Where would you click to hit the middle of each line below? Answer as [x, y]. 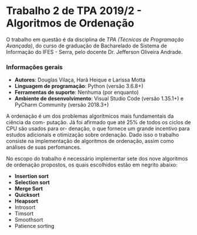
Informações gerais [35, 67]
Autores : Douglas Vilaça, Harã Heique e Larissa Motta [80, 80]
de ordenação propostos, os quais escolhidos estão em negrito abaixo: [92, 165]
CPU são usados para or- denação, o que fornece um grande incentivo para [98, 129]
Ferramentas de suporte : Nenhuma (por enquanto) [77, 93]
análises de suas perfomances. [44, 147]
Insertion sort [31, 176]
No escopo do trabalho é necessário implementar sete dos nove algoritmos [97, 159]
